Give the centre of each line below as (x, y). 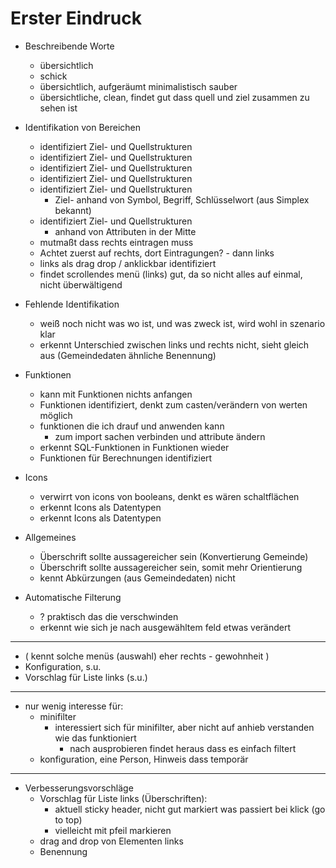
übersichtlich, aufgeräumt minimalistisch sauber (138, 86)
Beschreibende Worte (69, 46)
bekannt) (73, 210)
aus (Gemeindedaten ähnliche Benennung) (128, 355)
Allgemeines (50, 537)
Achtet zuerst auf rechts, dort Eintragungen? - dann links (157, 253)
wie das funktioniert (95, 738)
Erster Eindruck (76, 18)
